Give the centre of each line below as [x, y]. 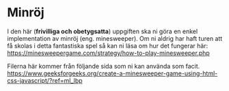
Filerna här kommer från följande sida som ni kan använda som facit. [104, 66]
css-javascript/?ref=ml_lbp [45, 80]
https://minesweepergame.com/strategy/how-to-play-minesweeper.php [108, 53]
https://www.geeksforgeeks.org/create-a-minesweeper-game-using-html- [112, 73]
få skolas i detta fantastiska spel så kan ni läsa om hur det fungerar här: [108, 45]
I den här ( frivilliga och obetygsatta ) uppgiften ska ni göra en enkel [103, 31]
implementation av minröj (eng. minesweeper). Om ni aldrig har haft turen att [115, 38]
